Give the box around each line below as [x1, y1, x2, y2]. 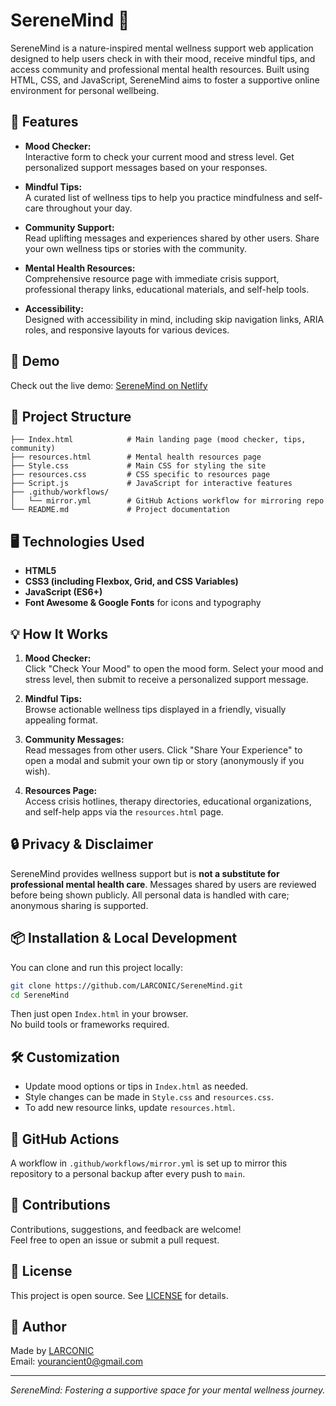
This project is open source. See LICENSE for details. [10, 1289, 229, 1301]
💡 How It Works [10, 625, 109, 643]
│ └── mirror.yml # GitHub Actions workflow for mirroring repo [10, 496, 325, 506]
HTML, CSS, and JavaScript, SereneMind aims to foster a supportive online [10, 74, 320, 86]
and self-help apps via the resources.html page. [24, 806, 224, 818]
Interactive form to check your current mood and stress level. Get [24, 150, 295, 163]
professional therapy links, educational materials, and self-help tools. [24, 283, 310, 295]
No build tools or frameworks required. [10, 1019, 170, 1031]
